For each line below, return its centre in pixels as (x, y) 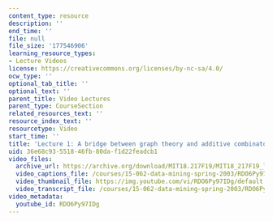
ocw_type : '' (30, 76)
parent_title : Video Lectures (60, 99)
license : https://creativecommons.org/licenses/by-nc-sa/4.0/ (116, 69)
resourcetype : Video (43, 129)
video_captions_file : (52, 174)
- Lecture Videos (38, 62)
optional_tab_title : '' (49, 83)
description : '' (36, 23)
